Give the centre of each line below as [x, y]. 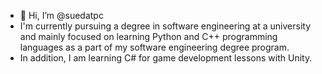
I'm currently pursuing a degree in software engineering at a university [165, 26]
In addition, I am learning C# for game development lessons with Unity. [166, 58]
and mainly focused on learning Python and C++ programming [148, 36]
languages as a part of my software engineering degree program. [154, 47]
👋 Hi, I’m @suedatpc [61, 15]
